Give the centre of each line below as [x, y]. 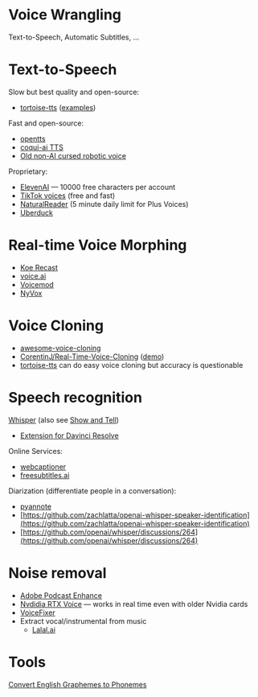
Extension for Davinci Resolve [69, 435]
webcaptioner [43, 466]
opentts [33, 138]
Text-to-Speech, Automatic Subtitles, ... [74, 37]
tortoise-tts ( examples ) [58, 107]
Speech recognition [76, 397]
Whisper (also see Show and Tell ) [63, 419]
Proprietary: [28, 171]
